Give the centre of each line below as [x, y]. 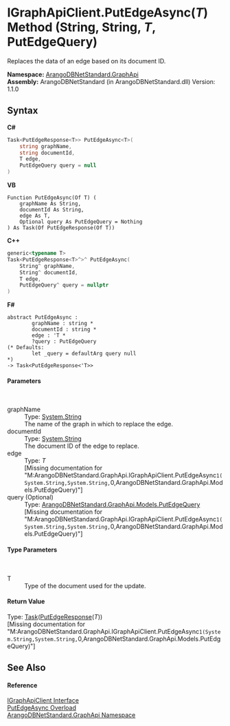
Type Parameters [32, 550]
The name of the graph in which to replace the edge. [99, 424]
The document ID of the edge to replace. [82, 446]
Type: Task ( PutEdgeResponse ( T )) [55, 616]
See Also [26, 668]
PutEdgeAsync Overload [42, 708]
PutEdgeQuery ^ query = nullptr [64, 285]
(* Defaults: [26, 348]
